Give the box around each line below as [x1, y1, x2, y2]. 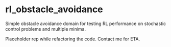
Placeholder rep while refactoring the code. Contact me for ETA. [5, 36, 140, 42]
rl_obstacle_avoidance [5, 4, 103, 15]
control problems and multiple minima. [5, 26, 86, 32]
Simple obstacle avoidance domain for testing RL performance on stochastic [5, 20, 166, 27]
